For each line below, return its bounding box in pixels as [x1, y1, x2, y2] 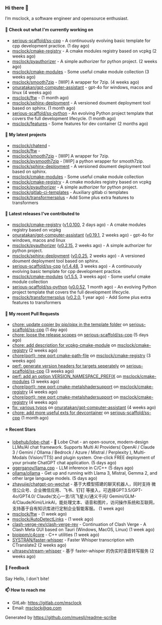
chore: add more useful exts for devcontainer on [12, 410, 109, 416]
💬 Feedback [5, 564, 30, 570]
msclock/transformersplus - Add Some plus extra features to [12, 194, 134, 200]
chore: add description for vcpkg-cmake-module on [12, 342, 117, 348]
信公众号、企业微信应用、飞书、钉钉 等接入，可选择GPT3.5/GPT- [12, 487, 143, 493]
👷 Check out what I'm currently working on [5, 26, 93, 32]
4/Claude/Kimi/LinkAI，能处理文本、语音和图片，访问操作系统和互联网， [12, 500, 157, 505]
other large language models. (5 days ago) [12, 476, 98, 481]
